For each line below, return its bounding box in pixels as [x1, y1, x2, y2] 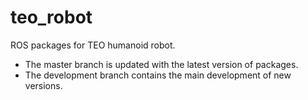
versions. [24, 79, 63, 91]
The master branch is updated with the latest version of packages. [24, 58, 299, 70]
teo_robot [10, 6, 93, 29]
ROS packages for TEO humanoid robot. [10, 39, 176, 51]
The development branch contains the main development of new [24, 69, 292, 81]
